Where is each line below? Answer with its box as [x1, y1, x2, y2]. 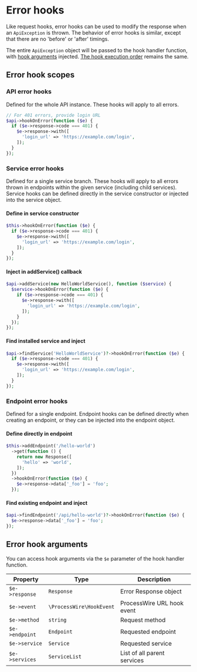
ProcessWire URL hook [120, 599, 184, 607]
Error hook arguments [6, 539, 88, 549]
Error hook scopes [6, 70, 75, 80]
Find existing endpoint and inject [6, 499, 88, 506]
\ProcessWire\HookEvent [48, 603, 115, 610]
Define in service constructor [6, 209, 79, 217]
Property [13, 575, 39, 583]
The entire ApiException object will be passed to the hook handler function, [6, 46, 188, 53]
